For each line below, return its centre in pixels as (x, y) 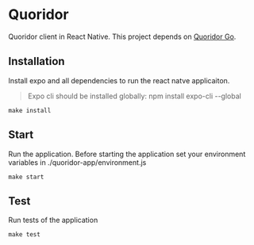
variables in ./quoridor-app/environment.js (77, 162)
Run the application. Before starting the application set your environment (127, 154)
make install (30, 110)
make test (25, 235)
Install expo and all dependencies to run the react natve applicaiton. (119, 80)
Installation (37, 61)
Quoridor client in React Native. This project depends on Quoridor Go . (122, 36)
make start (26, 177)
